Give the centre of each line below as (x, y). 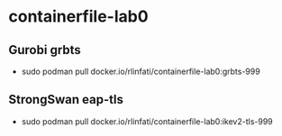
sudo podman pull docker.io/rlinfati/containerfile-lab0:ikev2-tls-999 (147, 121)
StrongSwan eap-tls (66, 100)
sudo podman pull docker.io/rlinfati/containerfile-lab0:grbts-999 (141, 71)
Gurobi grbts (45, 50)
